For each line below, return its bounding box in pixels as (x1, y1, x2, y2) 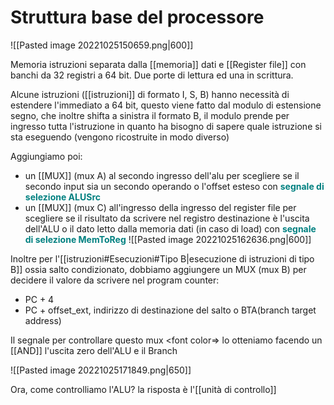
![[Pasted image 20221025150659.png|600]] (10, 39, 194, 51)
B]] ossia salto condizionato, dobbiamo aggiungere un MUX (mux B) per (10, 263, 307, 275)
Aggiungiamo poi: (10, 150, 83, 162)
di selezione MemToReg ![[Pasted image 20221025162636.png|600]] (24, 233, 312, 245)
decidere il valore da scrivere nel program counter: (10, 274, 220, 286)
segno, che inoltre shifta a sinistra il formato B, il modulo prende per (10, 109, 290, 121)
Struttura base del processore (10, 6, 265, 29)
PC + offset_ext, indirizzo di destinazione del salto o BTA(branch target (24, 304, 317, 316)
